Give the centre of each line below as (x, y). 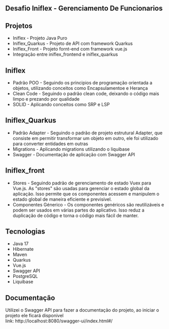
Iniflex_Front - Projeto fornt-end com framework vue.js (70, 49)
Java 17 (21, 244)
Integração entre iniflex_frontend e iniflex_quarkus (65, 54)
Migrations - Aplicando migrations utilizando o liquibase (71, 149)
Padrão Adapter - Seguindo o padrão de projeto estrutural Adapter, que (88, 133)
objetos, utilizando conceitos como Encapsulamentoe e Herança (80, 88)
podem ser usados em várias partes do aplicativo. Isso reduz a (78, 210)
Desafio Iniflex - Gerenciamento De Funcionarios (84, 8)
